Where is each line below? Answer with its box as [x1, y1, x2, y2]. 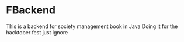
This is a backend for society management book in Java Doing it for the [6, 23, 178, 30]
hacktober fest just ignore [6, 29, 68, 36]
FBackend [6, 3, 56, 17]
